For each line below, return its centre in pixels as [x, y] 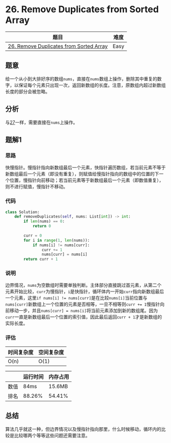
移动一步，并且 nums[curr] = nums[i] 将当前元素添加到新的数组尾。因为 [84, 311]
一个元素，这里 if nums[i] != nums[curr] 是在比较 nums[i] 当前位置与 [76, 298]
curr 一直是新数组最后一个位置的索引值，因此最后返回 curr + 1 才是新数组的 [83, 317]
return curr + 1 [41, 259]
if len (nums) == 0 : [44, 221]
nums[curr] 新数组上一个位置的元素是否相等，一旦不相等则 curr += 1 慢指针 [83, 304]
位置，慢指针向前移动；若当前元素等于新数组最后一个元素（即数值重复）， [87, 180]
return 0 [42, 226]
